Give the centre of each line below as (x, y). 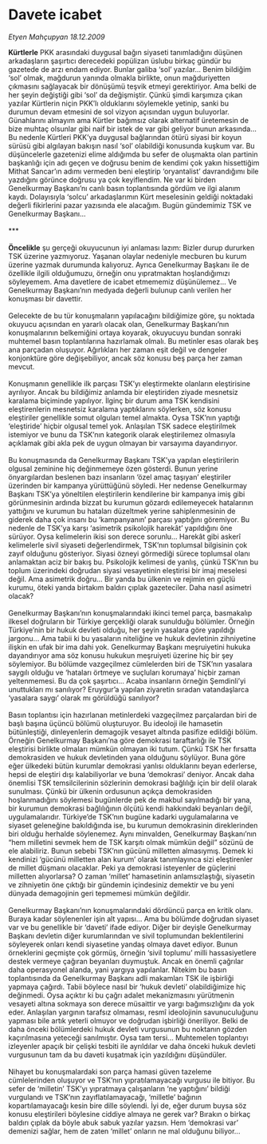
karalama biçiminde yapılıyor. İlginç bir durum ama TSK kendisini (114, 401)
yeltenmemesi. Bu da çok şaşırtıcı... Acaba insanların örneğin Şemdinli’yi (127, 680)
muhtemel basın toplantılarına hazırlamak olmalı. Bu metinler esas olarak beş (133, 341)
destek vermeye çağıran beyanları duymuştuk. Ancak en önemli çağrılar (126, 961)
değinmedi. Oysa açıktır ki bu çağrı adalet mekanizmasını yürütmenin (122, 995)
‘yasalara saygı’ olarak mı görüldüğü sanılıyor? (84, 698)
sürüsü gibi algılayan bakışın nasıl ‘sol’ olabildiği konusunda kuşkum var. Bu (132, 145)
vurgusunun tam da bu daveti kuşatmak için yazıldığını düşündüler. (118, 1054)
